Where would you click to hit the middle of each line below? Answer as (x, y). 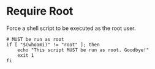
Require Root (40, 11)
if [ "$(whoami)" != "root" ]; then (53, 45)
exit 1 (26, 55)
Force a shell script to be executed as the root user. (71, 28)
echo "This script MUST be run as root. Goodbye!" (83, 50)
